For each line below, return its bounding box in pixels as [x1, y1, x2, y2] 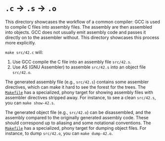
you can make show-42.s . [5, 100, 55, 106]
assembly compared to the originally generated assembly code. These [5, 114, 149, 120]
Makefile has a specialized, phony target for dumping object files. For [5, 125, 147, 131]
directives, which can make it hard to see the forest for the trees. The [5, 84, 146, 90]
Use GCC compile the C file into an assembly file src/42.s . [12, 59, 132, 65]
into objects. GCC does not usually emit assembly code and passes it [5, 29, 146, 35]
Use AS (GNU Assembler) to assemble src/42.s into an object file [12, 64, 146, 70]
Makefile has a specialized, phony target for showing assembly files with [5, 89, 153, 95]
